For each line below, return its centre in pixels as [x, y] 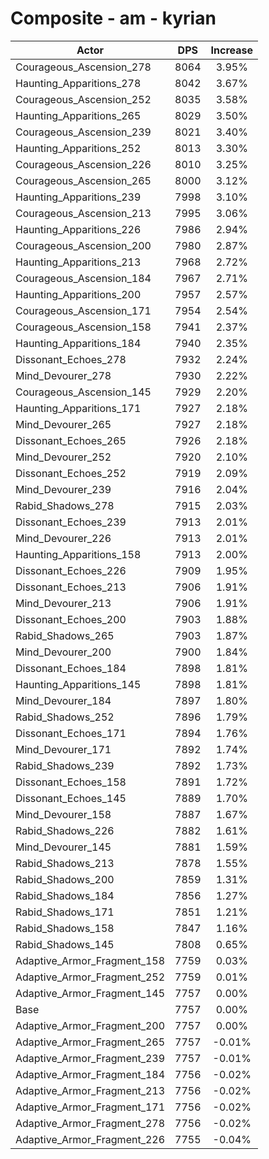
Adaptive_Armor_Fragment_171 [90, 1107]
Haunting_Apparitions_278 [78, 83]
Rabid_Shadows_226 [65, 830]
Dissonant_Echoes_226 [71, 570]
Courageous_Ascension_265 [83, 180]
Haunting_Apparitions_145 [78, 684]
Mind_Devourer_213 [63, 603]
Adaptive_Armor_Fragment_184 [90, 1074]
